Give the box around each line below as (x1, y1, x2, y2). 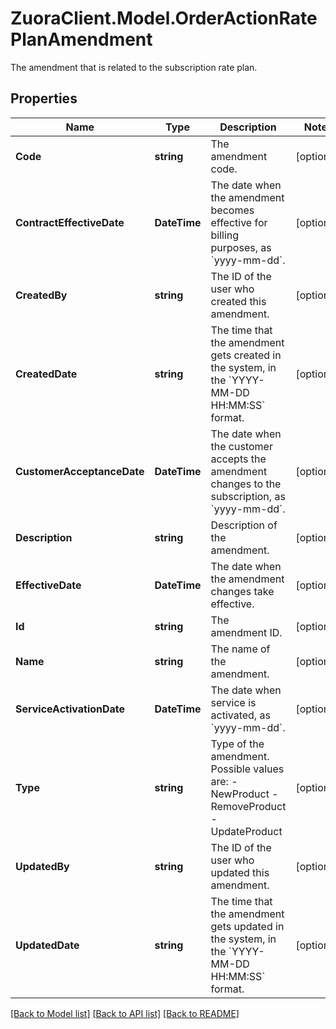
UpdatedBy (15, 859, 70, 873)
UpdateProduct (210, 824, 283, 838)
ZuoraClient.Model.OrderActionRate (10, 7, 318, 30)
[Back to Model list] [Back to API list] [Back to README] (10, 1007, 240, 1019)
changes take (210, 584, 275, 598)
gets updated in (210, 919, 285, 933)
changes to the (210, 477, 282, 491)
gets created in (210, 348, 282, 362)
